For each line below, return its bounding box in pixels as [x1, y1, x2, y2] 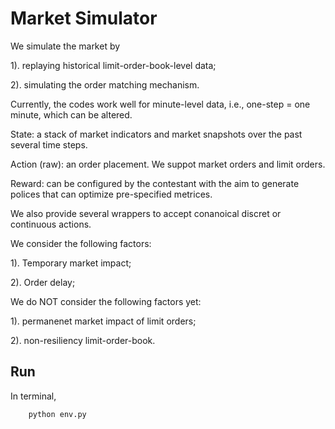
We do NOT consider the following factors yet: [10, 295, 202, 307]
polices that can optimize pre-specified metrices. [10, 188, 213, 200]
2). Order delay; [10, 276, 76, 288]
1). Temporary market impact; [10, 257, 132, 269]
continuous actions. [10, 218, 92, 230]
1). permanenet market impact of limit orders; [10, 315, 197, 327]
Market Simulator [10, 7, 158, 30]
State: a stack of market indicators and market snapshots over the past [10, 128, 303, 140]
